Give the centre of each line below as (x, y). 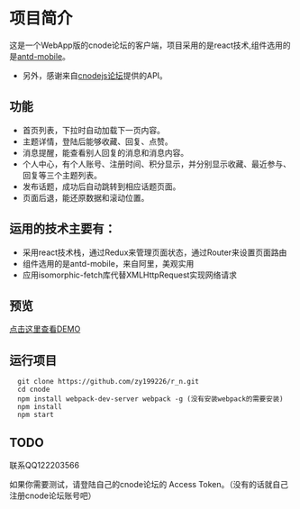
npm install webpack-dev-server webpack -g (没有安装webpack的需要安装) (150, 399)
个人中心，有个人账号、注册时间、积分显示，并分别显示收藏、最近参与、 (156, 164)
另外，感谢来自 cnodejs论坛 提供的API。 (95, 75)
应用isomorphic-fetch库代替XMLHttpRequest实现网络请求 (129, 275)
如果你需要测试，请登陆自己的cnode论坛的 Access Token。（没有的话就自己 (149, 484)
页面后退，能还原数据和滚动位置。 (86, 197)
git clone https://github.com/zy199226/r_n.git (109, 382)
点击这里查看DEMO (45, 329)
